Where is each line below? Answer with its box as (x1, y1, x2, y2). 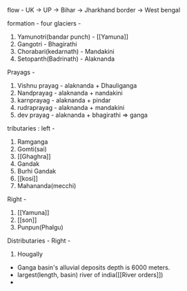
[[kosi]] (17, 174, 38, 182)
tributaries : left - (7, 124, 55, 132)
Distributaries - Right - (7, 236, 71, 245)
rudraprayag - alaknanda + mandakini (17, 104, 125, 111)
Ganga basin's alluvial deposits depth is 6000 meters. (17, 263, 170, 272)
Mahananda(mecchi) (17, 182, 77, 189)
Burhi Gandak (17, 167, 57, 175)
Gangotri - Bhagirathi (17, 40, 77, 48)
